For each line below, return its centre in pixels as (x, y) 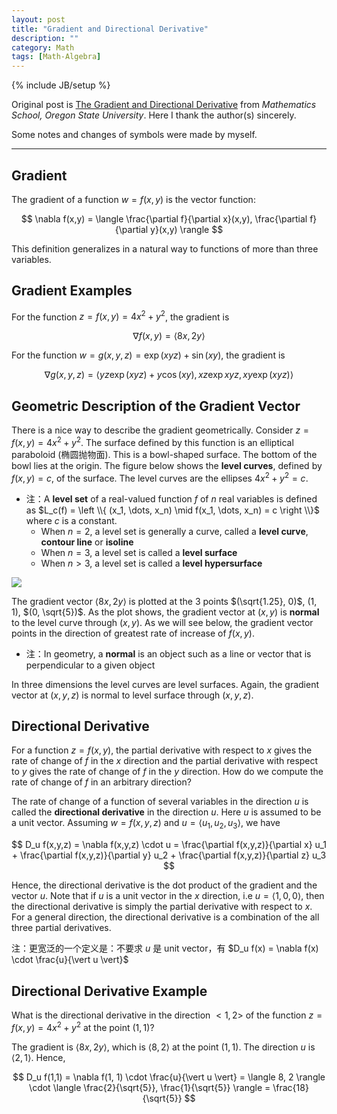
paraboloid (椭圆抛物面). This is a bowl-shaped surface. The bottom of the (164, 454)
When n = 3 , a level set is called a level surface (139, 552)
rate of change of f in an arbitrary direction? (101, 782)
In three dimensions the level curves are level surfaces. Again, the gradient (165, 684)
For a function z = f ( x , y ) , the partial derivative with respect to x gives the (162, 750)
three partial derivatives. (61, 928)
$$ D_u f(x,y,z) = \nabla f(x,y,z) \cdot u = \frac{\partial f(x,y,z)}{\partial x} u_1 (169, 845)
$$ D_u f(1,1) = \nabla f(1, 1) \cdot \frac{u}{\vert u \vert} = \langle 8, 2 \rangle (169, 1077)
